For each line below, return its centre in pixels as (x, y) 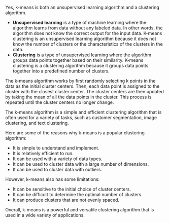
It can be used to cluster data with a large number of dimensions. (81, 164)
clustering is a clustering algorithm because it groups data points (80, 66)
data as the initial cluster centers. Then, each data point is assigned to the (82, 86)
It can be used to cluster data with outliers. (57, 170)
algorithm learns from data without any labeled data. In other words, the (88, 28)
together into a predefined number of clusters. (61, 71)
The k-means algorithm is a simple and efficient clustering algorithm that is (83, 112)
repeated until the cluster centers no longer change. (60, 102)
